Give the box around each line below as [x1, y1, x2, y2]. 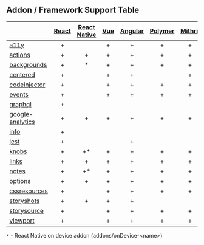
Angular [120, 27, 144, 35]
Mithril [180, 27, 200, 35]
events [9, 90, 29, 98]
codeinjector [9, 80, 46, 89]
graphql [9, 100, 32, 108]
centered [9, 70, 35, 78]
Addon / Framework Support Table [6, 5, 140, 15]
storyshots [9, 196, 40, 205]
